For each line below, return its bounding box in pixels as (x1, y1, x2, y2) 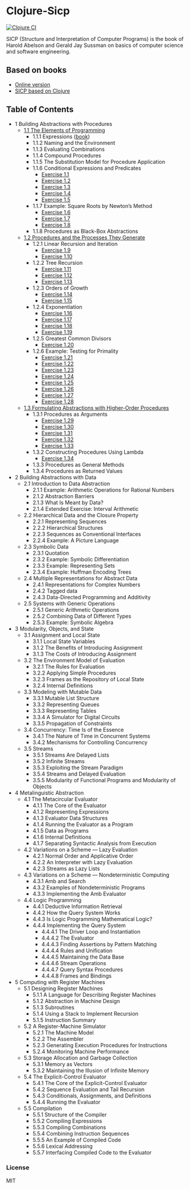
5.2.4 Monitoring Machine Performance (32, 1048, 129, 1055)
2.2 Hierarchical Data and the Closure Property (23, 511, 138, 518)
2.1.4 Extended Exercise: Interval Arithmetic (32, 505, 139, 512)
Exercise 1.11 (41, 265, 71, 273)
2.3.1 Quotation (32, 549, 69, 556)
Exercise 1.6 (41, 208, 71, 216)
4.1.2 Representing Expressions (32, 808, 109, 815)
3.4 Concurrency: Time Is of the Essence (23, 726, 124, 733)
